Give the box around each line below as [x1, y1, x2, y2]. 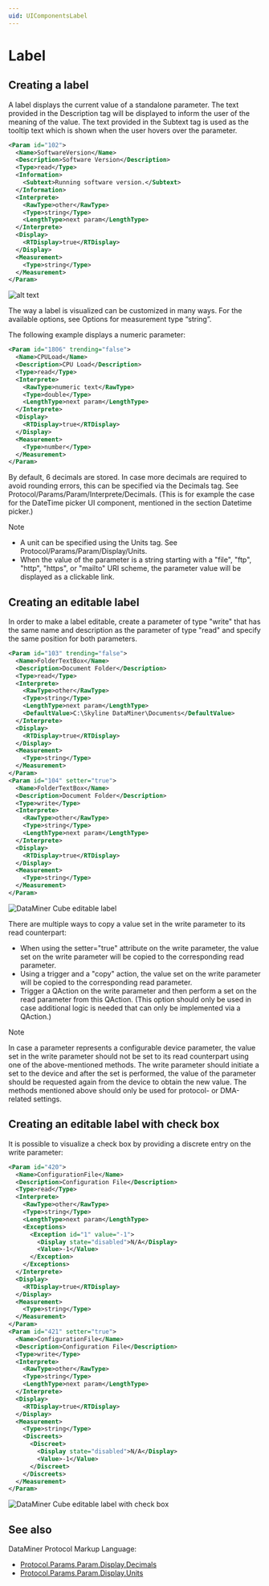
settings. [33, 1094, 62, 1104]
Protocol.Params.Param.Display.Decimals [19, 1559, 157, 1570]
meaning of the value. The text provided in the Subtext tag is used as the [8, 117, 249, 126]
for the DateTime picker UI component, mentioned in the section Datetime [8, 498, 252, 508]
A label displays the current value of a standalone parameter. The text [8, 100, 239, 109]
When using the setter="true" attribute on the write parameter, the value [19, 943, 259, 952]
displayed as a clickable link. [19, 572, 115, 582]
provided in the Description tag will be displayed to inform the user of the [8, 108, 251, 118]
